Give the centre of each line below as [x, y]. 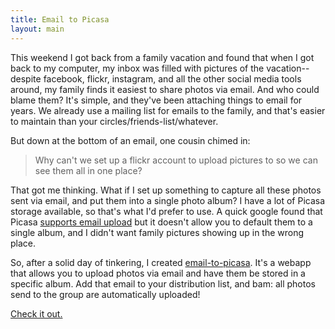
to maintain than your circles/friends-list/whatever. [114, 121]
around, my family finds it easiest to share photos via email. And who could [165, 89]
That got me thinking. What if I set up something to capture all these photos [166, 190]
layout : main [37, 29]
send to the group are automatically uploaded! [105, 294]
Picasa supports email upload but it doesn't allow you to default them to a [161, 222]
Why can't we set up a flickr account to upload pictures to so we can [176, 160]
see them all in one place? [88, 170]
